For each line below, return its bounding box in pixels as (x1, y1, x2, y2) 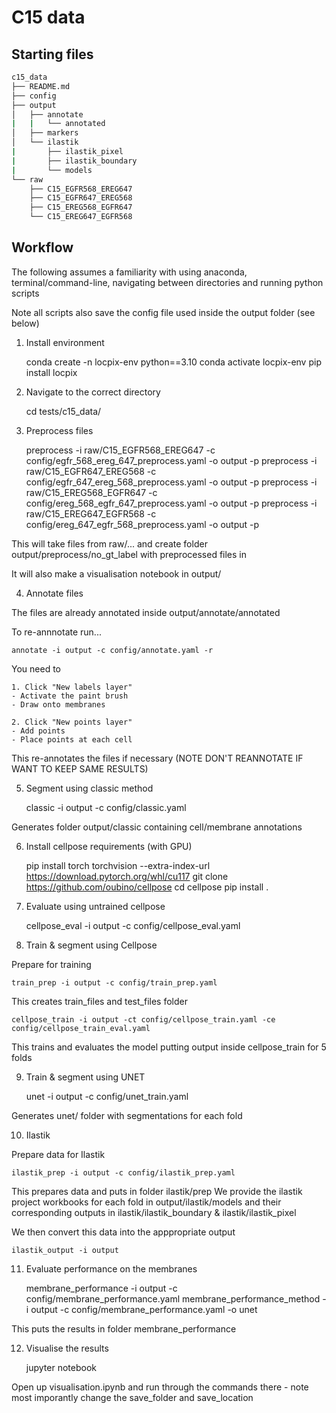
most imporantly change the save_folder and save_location (11, 1391, 254, 1403)
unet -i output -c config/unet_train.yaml (25, 1090, 189, 1102)
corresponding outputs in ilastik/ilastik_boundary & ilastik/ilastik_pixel (11, 1206, 297, 1218)
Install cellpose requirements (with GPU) (25, 840, 193, 852)
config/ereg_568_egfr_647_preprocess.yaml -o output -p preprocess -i (25, 497, 318, 509)
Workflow (11, 239, 74, 256)
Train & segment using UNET (25, 1071, 146, 1083)
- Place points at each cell (11, 734, 133, 745)
